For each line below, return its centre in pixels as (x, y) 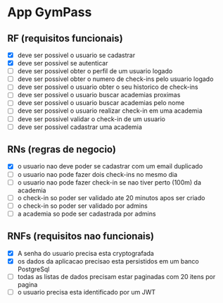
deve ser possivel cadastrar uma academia (80, 127)
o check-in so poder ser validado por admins (82, 206)
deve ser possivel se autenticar (63, 63)
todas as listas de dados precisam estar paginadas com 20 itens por (116, 276)
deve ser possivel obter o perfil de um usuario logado (95, 71)
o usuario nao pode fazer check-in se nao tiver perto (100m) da (109, 182)
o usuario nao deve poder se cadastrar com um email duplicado (110, 166)
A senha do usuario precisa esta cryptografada (86, 253)
